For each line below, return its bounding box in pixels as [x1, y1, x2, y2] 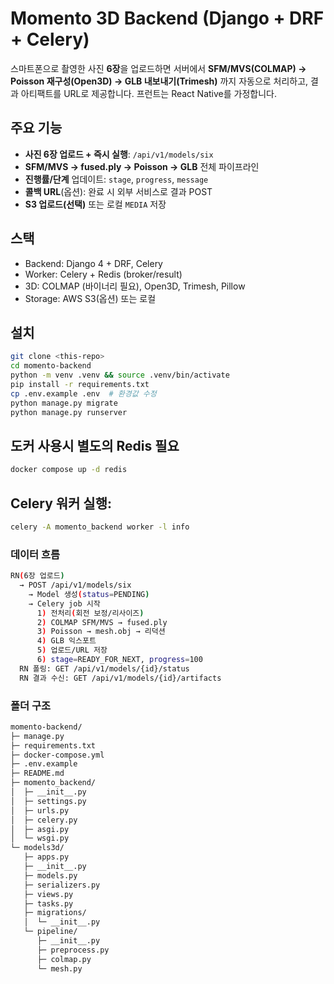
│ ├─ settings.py [10, 796, 87, 806]
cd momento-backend [10, 361, 92, 371]
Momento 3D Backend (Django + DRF [10, 7, 325, 30]
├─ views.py [23, 889, 74, 899]
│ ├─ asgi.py [10, 824, 70, 834]
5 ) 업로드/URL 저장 [36, 645, 108, 656]
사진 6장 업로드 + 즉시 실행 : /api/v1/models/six [24, 148, 214, 160]
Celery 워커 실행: [10, 495, 113, 512]
